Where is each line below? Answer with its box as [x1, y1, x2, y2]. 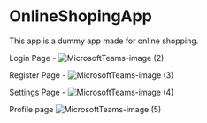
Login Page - [9, 52, 57, 63]
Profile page [9, 104, 54, 114]
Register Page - [9, 69, 66, 81]
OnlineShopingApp [9, 6, 152, 27]
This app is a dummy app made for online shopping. [9, 35, 199, 46]
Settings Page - [9, 87, 66, 97]
